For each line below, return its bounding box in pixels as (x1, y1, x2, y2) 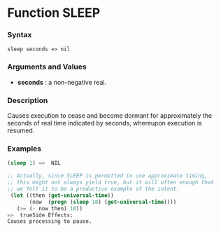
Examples (7, 144, 42, 153)
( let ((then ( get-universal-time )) (10, 191, 114, 199)
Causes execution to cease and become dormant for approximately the (7, 111, 212, 120)
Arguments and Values (7, 62, 87, 71)
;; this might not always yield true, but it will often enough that (7, 179, 215, 186)
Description (7, 95, 48, 105)
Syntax (7, 30, 32, 40)
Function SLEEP (7, 5, 101, 21)
